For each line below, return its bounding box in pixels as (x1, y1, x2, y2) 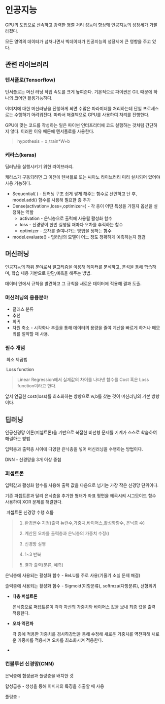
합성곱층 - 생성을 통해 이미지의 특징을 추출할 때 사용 (5, 683, 104, 689)
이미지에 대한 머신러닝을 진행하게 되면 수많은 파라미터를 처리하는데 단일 (5, 105, 142, 111)
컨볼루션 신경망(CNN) (5, 661, 54, 667)
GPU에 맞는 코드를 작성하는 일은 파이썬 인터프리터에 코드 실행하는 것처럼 (5, 122, 144, 128)
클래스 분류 (12, 306, 34, 312)
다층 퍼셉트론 (12, 593, 38, 599)
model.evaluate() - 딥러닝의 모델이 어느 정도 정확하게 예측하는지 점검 (12, 234, 146, 240)
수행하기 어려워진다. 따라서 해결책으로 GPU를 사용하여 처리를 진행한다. (14, 112, 150, 118)
